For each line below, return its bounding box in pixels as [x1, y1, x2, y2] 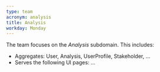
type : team [6, 8, 33, 15]
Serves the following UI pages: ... [14, 59, 96, 66]
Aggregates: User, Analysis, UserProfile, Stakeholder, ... [14, 53, 151, 60]
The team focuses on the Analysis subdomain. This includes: [6, 41, 155, 48]
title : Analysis [6, 19, 46, 25]
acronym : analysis [6, 14, 51, 20]
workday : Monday [6, 25, 46, 31]
